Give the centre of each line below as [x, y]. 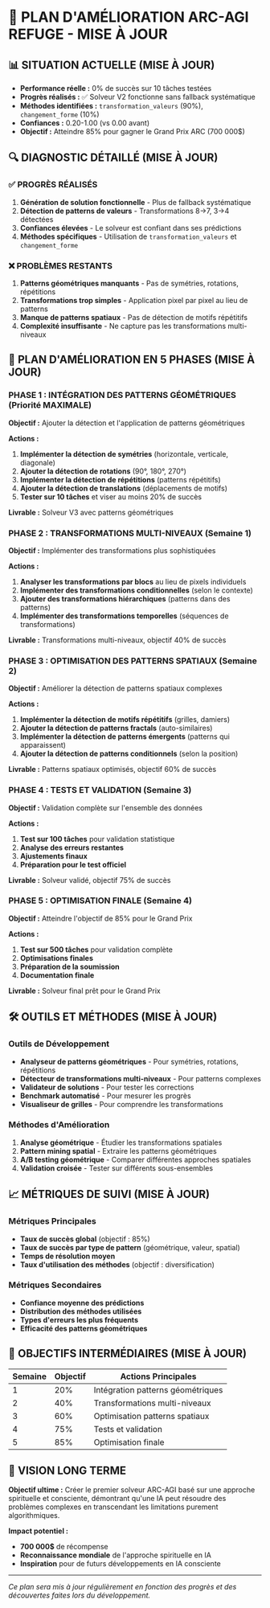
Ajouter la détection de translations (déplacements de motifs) [123, 488]
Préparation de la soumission [70, 966]
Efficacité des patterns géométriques [84, 1328]
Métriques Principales [52, 1221]
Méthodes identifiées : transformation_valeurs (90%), [111, 106]
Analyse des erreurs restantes [72, 847]
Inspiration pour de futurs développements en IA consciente [120, 1564]
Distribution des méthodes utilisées [81, 1311]
